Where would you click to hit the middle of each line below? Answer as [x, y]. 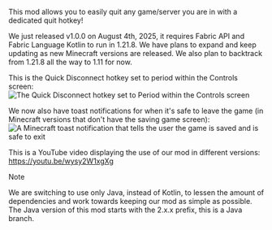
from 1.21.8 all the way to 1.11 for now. [70, 62]
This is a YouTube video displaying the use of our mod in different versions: [134, 152]
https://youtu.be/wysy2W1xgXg [61, 161]
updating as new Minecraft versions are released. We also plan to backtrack [135, 53]
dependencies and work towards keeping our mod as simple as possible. [131, 201]
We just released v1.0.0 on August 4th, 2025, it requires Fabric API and [127, 36]
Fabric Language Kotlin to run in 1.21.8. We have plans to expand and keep [133, 45]
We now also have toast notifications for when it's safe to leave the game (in [136, 111]
